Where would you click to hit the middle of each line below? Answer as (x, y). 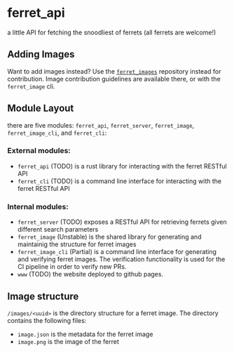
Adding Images (41, 54)
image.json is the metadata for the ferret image (85, 334)
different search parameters (58, 229)
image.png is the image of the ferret (68, 341)
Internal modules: (38, 206)
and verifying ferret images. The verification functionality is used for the (121, 259)
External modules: (39, 151)
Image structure (43, 296)
